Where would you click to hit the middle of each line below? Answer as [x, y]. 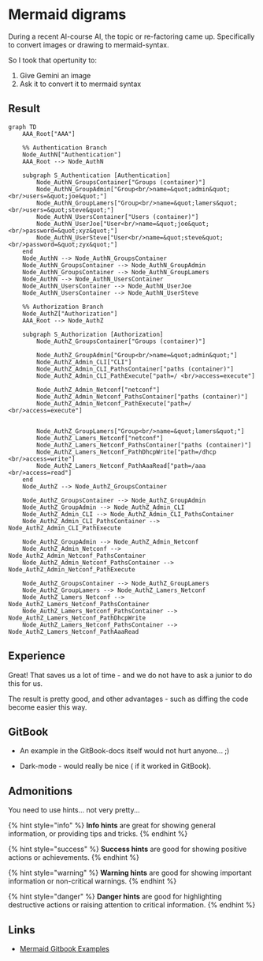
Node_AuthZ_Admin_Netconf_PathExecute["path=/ [114, 403]
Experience [37, 656]
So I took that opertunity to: [52, 60]
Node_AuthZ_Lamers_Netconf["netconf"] [100, 438]
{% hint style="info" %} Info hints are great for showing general [112, 825]
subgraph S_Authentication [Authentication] [96, 175]
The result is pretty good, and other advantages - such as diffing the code [128, 699]
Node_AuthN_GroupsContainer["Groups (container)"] [121, 182]
